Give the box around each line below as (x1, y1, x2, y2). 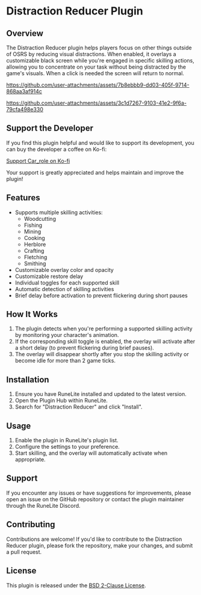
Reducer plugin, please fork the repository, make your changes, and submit (6, 541, 193, 549)
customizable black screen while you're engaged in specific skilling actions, (6, 57, 194, 64)
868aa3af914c (6, 88, 42, 94)
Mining (23, 227, 42, 235)
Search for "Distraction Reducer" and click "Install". (14, 403, 143, 410)
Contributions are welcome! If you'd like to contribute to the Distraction (6, 535, 182, 543)
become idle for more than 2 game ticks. (14, 357, 116, 365)
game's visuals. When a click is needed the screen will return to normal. (6, 70, 185, 76)
